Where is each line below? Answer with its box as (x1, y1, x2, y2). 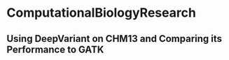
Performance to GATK (6, 43, 104, 55)
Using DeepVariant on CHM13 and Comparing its (6, 33, 222, 45)
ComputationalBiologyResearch (6, 5, 197, 21)
